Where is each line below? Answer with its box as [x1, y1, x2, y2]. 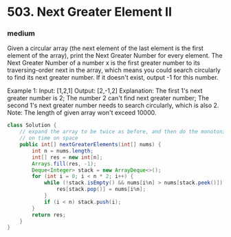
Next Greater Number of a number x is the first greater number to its [7, 59, 201, 67]
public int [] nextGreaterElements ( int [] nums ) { [19, 142, 162, 148]
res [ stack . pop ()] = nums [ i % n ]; [56, 186, 146, 193]
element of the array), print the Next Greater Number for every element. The [7, 52, 223, 60]
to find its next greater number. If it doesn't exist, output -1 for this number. [7, 74, 219, 82]
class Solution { [7, 122, 57, 129]
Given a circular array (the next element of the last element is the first [7, 44, 204, 52]
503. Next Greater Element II [7, 4, 173, 20]
